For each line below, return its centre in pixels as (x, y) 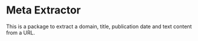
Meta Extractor (44, 10)
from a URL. (21, 32)
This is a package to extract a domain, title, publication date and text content (99, 26)
